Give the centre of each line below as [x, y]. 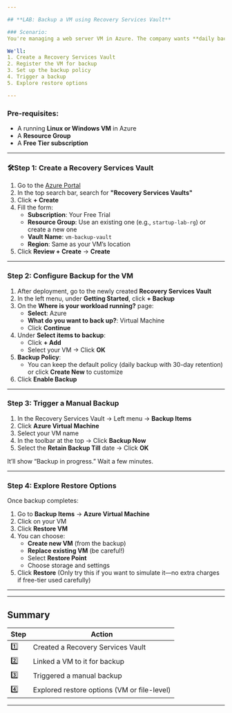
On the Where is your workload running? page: [85, 305]
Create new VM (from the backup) [77, 544]
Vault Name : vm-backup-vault [69, 237]
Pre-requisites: [33, 113]
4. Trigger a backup [37, 77]
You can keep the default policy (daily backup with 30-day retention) [125, 364]
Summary [29, 615]
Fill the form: [35, 207]
